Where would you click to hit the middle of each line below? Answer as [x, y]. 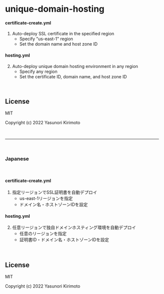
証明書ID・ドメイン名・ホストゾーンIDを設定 [64, 240]
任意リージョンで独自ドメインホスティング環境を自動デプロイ [74, 227]
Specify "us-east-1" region [46, 39]
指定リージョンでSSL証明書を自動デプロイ [55, 192]
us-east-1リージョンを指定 [46, 198]
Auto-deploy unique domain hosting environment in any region [75, 66]
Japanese [17, 159]
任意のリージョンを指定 [43, 234]
